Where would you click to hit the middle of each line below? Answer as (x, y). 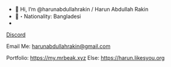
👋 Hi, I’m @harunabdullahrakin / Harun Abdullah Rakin (82, 9)
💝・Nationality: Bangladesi (48, 16)
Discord (16, 35)
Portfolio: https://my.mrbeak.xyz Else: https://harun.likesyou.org (85, 58)
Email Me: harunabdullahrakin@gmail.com (58, 46)
